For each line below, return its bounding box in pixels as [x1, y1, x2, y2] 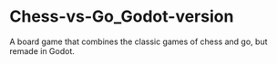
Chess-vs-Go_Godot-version [9, 6, 234, 27]
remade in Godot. [9, 45, 76, 56]
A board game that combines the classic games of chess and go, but [9, 36, 268, 47]
